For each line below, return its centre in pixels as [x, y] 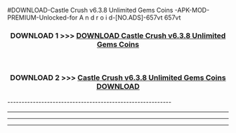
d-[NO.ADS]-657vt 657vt [145, 17]
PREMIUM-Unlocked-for [42, 17]
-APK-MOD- [192, 10]
